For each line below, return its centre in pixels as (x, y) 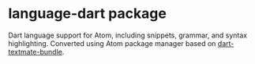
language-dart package (88, 14)
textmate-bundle (36, 52)
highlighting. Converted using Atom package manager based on (112, 43)
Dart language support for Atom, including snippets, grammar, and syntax (127, 35)
